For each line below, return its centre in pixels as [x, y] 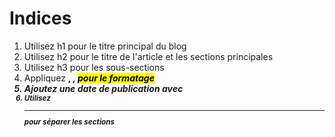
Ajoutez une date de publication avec [103, 88]
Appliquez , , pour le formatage [89, 78]
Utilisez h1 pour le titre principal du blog [105, 46]
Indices [40, 18]
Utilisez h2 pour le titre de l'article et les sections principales [148, 56]
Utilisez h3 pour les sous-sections [94, 67]
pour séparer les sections [69, 122]
